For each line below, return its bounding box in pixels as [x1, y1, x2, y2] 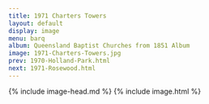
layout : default [8, 19, 63, 27]
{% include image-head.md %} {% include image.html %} [8, 86, 201, 96]
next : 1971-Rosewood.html [8, 64, 96, 73]
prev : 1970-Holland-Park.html [8, 57, 111, 65]
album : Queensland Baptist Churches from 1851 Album [8, 42, 190, 50]
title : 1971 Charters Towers [8, 11, 107, 20]
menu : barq [8, 34, 45, 43]
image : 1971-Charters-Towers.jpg [8, 49, 122, 57]
